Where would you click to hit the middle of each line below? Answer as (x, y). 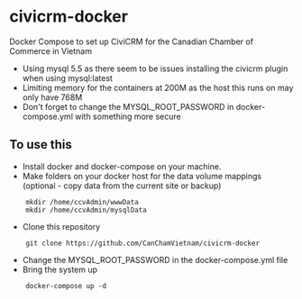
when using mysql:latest (67, 77)
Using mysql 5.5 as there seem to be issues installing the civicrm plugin (155, 68)
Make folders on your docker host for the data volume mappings (142, 176)
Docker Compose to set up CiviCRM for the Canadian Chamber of (132, 41)
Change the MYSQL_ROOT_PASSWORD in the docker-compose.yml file (155, 259)
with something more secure (128, 116)
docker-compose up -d (66, 285)
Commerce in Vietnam (51, 50)
